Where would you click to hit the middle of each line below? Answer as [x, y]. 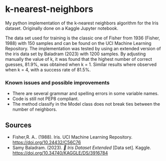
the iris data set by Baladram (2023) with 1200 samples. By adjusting [76, 54]
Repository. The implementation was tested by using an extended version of [83, 48]
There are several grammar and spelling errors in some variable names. [85, 94]
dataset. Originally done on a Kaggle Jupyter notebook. [62, 28]
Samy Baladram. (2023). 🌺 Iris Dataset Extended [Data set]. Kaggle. [82, 148]
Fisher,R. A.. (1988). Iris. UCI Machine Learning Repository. [72, 137]
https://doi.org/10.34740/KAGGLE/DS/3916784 [60, 153]
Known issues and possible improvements [57, 82]
